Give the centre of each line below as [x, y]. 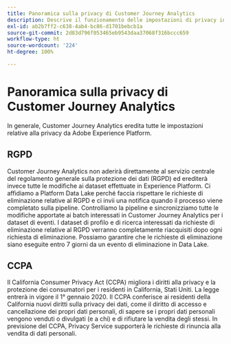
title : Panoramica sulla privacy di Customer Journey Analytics [101, 13]
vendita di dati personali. [42, 334]
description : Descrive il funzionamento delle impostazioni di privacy [112, 20]
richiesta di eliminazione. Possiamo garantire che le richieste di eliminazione [115, 237]
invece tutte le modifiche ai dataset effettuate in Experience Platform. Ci [109, 186]
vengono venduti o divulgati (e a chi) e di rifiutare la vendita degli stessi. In [112, 319]
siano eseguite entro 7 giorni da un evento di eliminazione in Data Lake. [108, 244]
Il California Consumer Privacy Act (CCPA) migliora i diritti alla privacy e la [111, 282]
